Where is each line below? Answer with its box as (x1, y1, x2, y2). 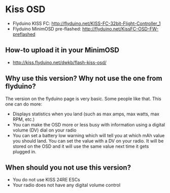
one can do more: (5, 101, 42, 107)
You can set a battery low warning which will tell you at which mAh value (12, 132, 165, 138)
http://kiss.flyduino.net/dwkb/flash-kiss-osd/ (12, 59, 107, 66)
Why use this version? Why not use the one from (5, 74, 162, 83)
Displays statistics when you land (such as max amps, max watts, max (12, 111, 160, 117)
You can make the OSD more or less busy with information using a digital (12, 121, 165, 127)
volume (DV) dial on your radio (12, 127, 77, 133)
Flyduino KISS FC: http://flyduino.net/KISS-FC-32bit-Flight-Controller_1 (12, 20, 161, 26)
